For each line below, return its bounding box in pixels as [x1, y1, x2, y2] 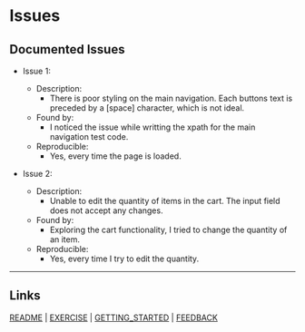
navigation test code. [49, 132, 129, 142]
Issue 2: [22, 169, 53, 179]
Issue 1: [22, 65, 52, 76]
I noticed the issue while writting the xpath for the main [49, 122, 256, 132]
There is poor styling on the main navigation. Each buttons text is [49, 93, 293, 103]
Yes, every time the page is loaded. [49, 151, 182, 161]
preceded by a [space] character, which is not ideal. [49, 103, 245, 113]
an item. [49, 234, 80, 245]
